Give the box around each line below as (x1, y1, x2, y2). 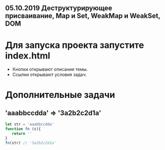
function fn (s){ (5, 127, 41, 132)
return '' (11, 131, 32, 136)
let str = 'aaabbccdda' (5, 122, 55, 127)
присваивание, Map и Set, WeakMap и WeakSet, (5, 12, 161, 20)
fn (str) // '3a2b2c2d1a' (5, 140, 56, 146)
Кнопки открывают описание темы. (12, 67, 88, 73)
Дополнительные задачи (5, 89, 115, 100)
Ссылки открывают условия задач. (12, 72, 87, 77)
